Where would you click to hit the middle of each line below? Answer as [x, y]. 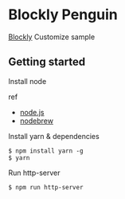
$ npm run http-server [46, 187]
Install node [27, 81]
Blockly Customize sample [52, 37]
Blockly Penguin [63, 15]
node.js [32, 112]
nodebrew [37, 121]
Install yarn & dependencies [54, 136]
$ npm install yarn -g [46, 151]
